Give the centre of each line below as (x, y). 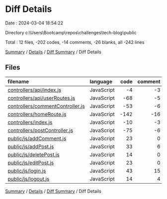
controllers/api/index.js (34, 90)
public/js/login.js (27, 171)
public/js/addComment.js (37, 138)
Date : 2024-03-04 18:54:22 (34, 23)
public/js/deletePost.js (34, 154)
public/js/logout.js (29, 179)
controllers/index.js (30, 122)
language (101, 82)
